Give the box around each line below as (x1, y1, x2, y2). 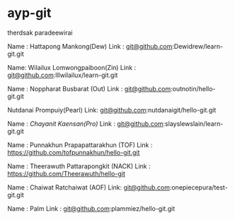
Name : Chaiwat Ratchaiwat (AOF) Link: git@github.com (7, 183, 170, 192)
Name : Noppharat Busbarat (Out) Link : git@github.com (7, 84, 171, 93)
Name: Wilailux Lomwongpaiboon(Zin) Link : (7, 63, 137, 71)
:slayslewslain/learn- (163, 119, 224, 128)
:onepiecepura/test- (169, 183, 228, 192)
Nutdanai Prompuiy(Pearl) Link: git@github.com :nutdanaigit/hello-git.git (7, 105, 217, 114)
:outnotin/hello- (171, 84, 216, 93)
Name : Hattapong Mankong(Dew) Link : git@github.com (7, 42, 173, 50)
